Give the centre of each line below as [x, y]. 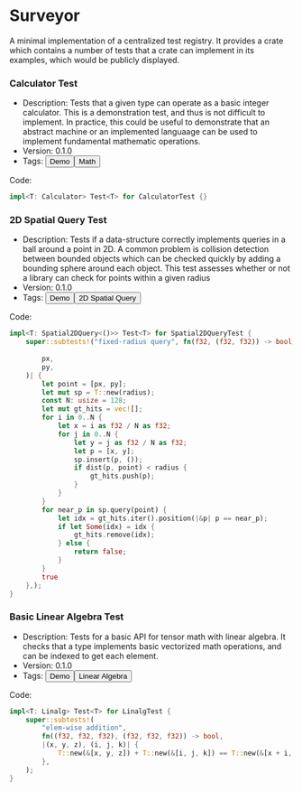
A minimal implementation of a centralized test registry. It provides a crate [146, 41]
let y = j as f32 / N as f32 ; [130, 442]
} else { [74, 544]
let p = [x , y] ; [104, 451]
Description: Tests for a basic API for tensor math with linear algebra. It [154, 637]
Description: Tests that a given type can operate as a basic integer [146, 103]
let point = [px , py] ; [84, 384]
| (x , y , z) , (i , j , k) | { [91, 745]
